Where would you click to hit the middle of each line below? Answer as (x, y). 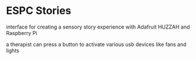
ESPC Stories (39, 11)
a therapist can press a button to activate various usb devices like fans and (96, 44)
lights (13, 50)
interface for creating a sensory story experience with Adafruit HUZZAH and (98, 27)
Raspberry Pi (22, 33)
